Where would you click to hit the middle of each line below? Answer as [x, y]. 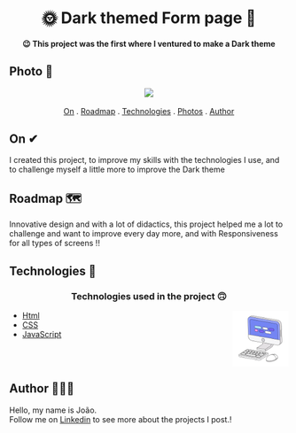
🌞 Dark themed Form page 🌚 [149, 18]
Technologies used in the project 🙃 [149, 296]
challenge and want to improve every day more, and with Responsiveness [144, 234]
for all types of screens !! [55, 244]
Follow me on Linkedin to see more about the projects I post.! [121, 419]
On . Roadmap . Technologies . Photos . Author [149, 111]
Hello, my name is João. [53, 410]
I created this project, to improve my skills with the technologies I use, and [144, 160]
